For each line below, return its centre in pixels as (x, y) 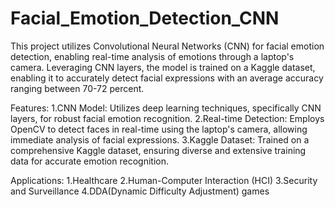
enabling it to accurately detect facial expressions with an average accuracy (167, 78)
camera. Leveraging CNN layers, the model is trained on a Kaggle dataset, (163, 67)
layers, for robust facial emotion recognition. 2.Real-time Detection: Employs (167, 118)
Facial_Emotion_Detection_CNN (145, 18)
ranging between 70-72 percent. (77, 88)
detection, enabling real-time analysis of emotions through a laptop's (152, 56)
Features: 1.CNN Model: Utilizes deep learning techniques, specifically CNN (166, 108)
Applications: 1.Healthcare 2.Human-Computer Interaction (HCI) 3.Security (164, 180)
